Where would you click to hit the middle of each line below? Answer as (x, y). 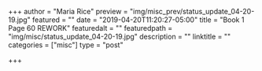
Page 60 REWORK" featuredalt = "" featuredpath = (90, 28)
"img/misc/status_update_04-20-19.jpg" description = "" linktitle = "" (120, 36)
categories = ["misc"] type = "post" (66, 45)
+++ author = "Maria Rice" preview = (68, 11)
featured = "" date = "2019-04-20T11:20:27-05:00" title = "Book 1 (138, 20)
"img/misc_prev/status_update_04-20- (192, 11)
